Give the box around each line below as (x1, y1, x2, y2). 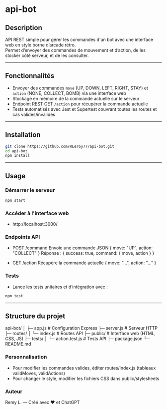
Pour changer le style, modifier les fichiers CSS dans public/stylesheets (12, 376, 160, 382)
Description (5, 23, 42, 32)
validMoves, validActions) (12, 370, 66, 376)
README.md (5, 341, 31, 347)
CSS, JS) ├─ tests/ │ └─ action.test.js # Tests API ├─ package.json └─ (5, 336, 150, 342)
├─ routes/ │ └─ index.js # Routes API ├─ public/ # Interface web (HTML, (5, 331, 156, 337)
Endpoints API (5, 234, 40, 241)
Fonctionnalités (5, 71, 55, 80)
